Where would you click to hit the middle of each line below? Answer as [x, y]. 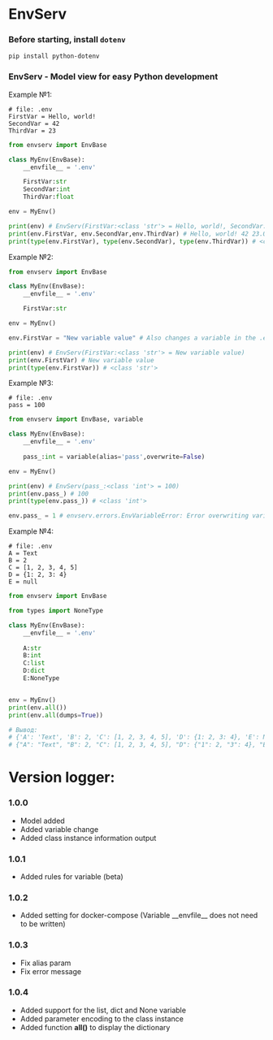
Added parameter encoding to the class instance [102, 1018]
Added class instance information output [88, 838]
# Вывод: [23, 730]
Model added [42, 821]
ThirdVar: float [49, 197]
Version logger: [62, 778]
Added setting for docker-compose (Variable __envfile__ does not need [139, 916]
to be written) [43, 924]
